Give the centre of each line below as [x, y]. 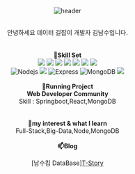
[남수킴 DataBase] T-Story [67, 163]
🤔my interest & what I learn [67, 123]
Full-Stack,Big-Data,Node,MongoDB [67, 131]
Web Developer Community [67, 94]
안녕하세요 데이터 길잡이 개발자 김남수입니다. [67, 32]
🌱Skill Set [67, 55]
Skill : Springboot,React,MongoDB [67, 101]
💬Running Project [67, 86]
